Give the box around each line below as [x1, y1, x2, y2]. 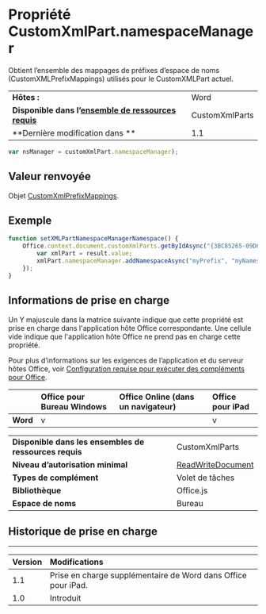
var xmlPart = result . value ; [36, 250, 133, 258]
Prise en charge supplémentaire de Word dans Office [50, 570, 247, 581]
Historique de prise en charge [8, 524, 158, 538]
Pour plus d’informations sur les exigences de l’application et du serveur [8, 355, 244, 365]
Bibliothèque [12, 485, 62, 496]
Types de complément [12, 472, 99, 483]
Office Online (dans [119, 391, 195, 402]
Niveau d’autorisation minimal [12, 459, 128, 470]
